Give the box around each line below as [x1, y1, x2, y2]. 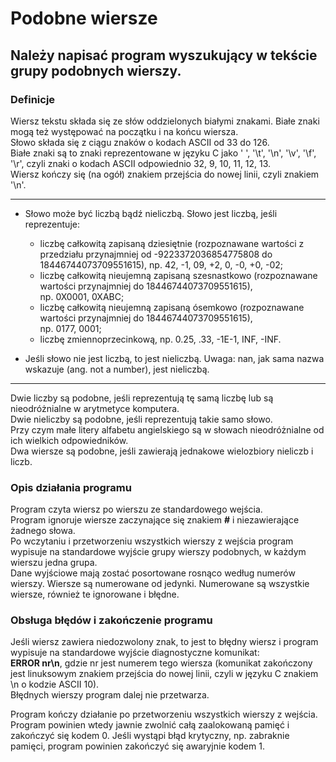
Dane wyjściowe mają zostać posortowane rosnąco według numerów [10, 567, 296, 579]
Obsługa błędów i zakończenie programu [10, 613, 213, 627]
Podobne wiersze [10, 7, 158, 30]
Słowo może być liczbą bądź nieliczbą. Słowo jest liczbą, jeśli [24, 207, 278, 219]
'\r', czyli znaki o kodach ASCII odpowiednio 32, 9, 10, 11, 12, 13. [10, 157, 272, 169]
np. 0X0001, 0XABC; [39, 290, 125, 302]
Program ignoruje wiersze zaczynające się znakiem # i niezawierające [10, 514, 300, 526]
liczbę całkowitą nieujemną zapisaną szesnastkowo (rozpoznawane [39, 269, 318, 281]
